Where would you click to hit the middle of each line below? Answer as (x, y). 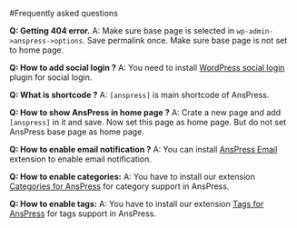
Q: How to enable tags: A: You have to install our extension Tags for (137, 204)
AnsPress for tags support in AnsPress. (83, 213)
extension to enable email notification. (81, 159)
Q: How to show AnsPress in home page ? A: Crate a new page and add (145, 112)
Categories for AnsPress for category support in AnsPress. (119, 186)
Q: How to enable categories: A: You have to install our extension (133, 177)
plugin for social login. (51, 77)
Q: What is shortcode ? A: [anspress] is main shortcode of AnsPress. (139, 95)
